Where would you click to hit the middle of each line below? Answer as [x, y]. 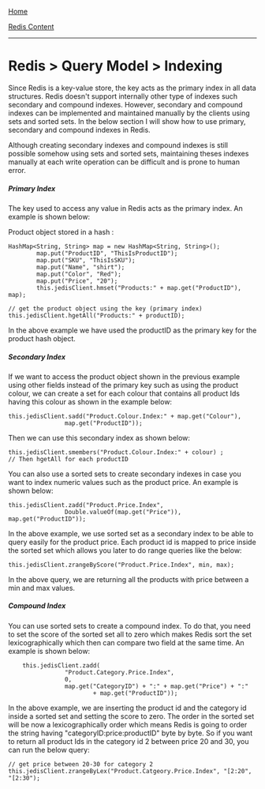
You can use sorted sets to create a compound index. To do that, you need [129, 626]
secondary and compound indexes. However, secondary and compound [125, 104]
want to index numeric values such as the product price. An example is [123, 482]
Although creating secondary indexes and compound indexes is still [118, 145]
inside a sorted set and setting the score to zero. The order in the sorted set [131, 716]
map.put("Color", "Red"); [79, 274]
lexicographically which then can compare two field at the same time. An [126, 642]
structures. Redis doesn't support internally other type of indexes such [123, 96]
